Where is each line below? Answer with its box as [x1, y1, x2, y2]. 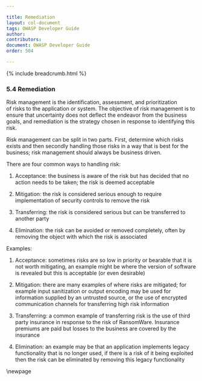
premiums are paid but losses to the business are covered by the [14, 325, 177, 333]
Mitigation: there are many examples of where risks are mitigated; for [14, 281, 187, 288]
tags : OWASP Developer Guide [6, 25, 80, 31]
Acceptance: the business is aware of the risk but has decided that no [14, 172, 189, 180]
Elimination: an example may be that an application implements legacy [14, 343, 190, 351]
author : [6, 31, 26, 37]
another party [14, 215, 49, 223]
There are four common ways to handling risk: [6, 161, 121, 168]
